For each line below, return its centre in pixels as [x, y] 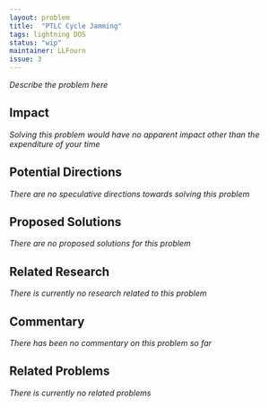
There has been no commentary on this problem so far [111, 343]
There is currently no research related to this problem [108, 293]
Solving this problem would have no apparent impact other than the [134, 134]
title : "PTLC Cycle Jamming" [66, 26]
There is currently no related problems [80, 393]
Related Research [60, 271]
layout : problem [39, 17]
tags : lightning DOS [48, 34]
